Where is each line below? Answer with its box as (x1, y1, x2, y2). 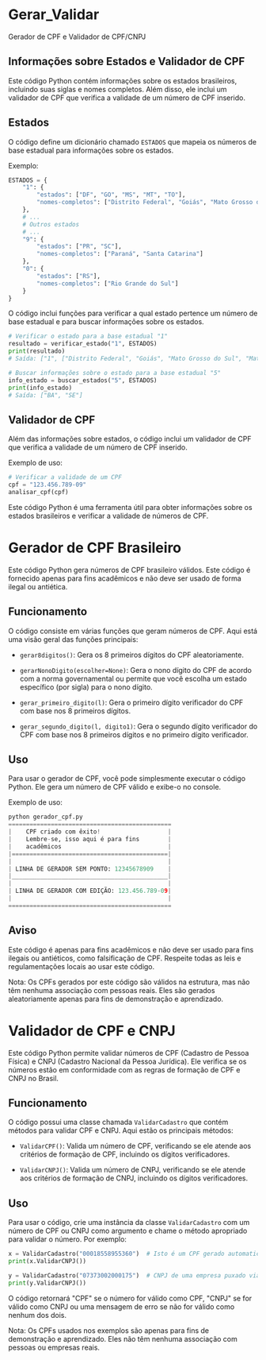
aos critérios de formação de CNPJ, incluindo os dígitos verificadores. (19, 1173, 249, 1183)
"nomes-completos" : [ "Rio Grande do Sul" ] (36, 280, 179, 288)
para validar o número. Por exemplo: (8, 1234, 127, 1244)
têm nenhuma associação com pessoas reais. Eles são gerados (8, 985, 215, 995)
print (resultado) (8, 347, 66, 355)
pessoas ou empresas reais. (8, 1343, 101, 1352)
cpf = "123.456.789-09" (8, 481, 87, 489)
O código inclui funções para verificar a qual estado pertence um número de (8, 308, 258, 319)
